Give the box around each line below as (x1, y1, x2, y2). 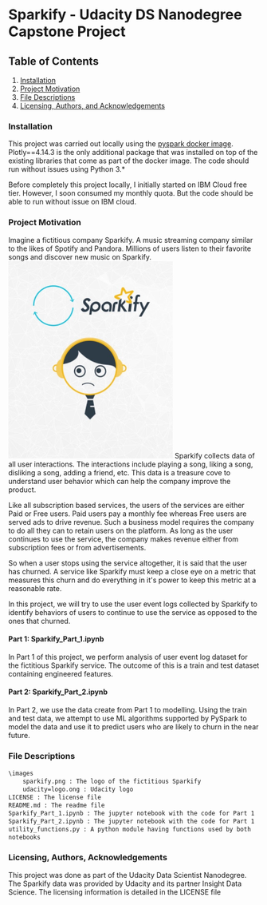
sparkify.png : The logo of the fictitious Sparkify (22, 777, 202, 786)
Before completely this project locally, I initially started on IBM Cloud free (8, 180, 247, 189)
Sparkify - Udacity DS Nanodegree (8, 6, 242, 24)
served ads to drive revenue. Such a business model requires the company (8, 517, 255, 526)
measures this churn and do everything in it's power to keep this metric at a (8, 575, 257, 585)
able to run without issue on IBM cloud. (8, 197, 137, 207)
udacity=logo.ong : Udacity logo (22, 785, 134, 794)
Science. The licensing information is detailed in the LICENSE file (8, 887, 222, 896)
